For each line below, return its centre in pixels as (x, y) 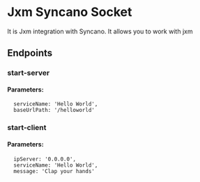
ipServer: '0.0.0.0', (45, 159)
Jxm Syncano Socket (70, 12)
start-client (27, 128)
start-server (29, 73)
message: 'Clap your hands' (54, 171)
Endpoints (30, 53)
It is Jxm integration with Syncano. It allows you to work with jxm (100, 31)
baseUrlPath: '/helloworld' (54, 110)
